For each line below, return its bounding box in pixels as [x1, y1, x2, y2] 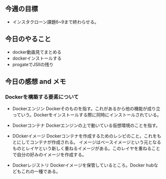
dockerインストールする [12, 55, 62, 61]
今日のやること [5, 35, 51, 43]
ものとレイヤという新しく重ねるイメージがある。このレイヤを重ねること [12, 146, 161, 152]
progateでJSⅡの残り [12, 61, 54, 67]
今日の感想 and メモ [5, 78, 66, 86]
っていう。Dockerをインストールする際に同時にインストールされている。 [12, 112, 162, 118]
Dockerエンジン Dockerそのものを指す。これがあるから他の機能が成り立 [12, 106, 161, 112]
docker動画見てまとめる [12, 49, 62, 55]
